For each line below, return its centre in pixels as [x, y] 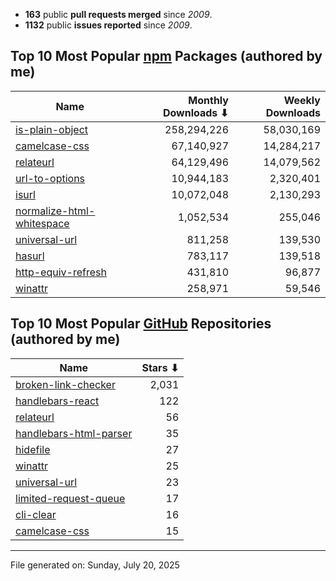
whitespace [42, 223]
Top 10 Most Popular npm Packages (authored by [166, 56]
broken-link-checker [65, 384]
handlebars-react [57, 401]
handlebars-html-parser [74, 433]
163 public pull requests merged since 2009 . [118, 14]
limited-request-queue [70, 498]
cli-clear [36, 514]
